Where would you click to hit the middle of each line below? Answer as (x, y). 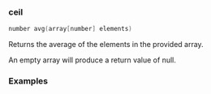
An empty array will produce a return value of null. (92, 60)
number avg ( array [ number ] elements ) (70, 29)
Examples (28, 81)
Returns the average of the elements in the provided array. (106, 45)
